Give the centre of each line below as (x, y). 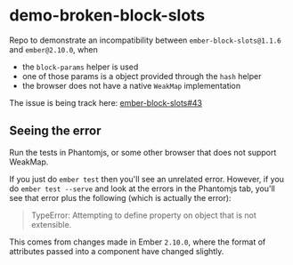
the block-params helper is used (80, 67)
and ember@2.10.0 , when (53, 49)
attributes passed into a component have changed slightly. (117, 251)
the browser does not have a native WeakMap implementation (131, 85)
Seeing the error (55, 131)
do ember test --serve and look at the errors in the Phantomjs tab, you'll (142, 189)
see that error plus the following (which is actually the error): (120, 197)
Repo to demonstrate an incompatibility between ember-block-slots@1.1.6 (146, 40)
